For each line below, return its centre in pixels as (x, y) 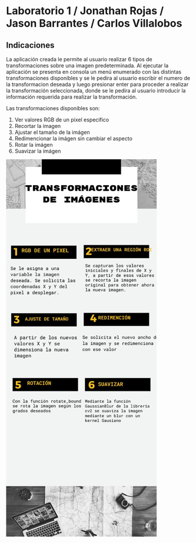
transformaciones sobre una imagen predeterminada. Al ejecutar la (87, 65)
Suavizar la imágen (38, 151)
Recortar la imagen (38, 126)
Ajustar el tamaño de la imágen (52, 132)
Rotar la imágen (34, 145)
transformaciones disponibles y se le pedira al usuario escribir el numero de (98, 78)
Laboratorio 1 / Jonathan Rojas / (85, 11)
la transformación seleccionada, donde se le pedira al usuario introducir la (96, 90)
